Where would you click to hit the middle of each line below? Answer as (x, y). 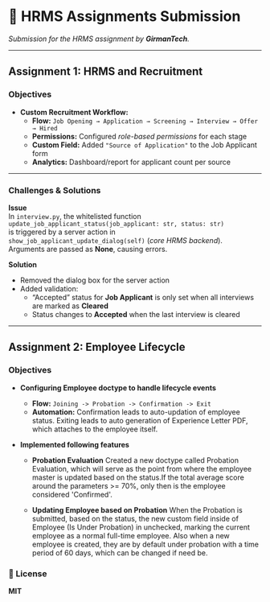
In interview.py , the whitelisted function (75, 216)
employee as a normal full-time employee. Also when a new (131, 535)
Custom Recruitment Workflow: (74, 112)
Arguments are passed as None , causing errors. (88, 249)
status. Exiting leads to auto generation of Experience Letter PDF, (140, 420)
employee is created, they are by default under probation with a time (145, 544)
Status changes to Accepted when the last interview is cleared (136, 314)
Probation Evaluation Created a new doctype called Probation (135, 460)
